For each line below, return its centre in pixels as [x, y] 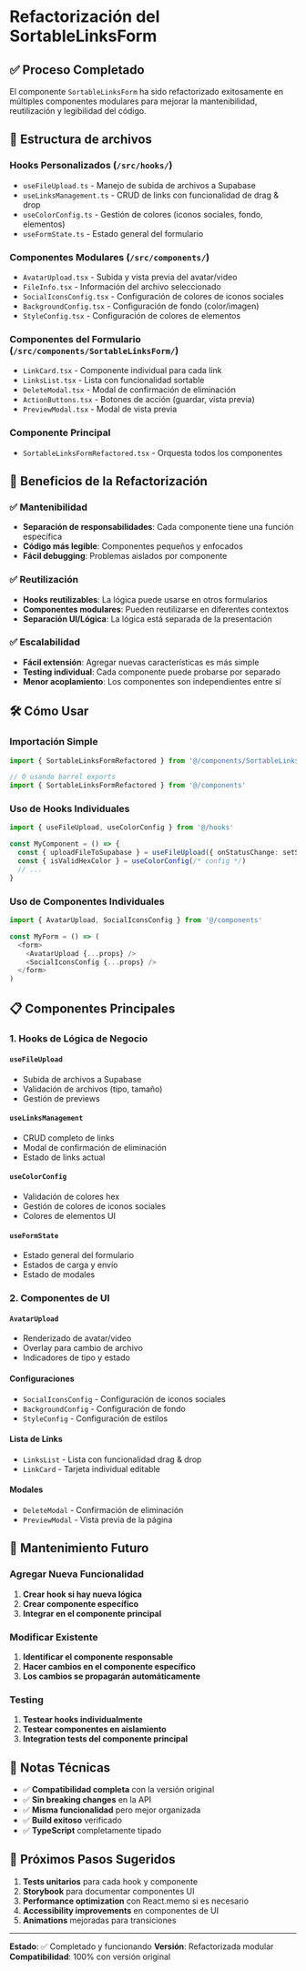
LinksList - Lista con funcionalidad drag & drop [112, 1459]
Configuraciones [42, 1378]
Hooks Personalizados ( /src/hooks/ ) [91, 166]
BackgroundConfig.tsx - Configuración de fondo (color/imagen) [141, 306]
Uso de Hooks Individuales [70, 809]
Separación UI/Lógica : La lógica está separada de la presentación [147, 619]
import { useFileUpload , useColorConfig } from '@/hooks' [122, 828]
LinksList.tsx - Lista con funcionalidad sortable [113, 381]
